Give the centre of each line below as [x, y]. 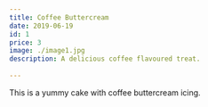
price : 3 [25, 42]
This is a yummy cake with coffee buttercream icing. [105, 92]
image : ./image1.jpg [48, 51]
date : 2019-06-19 [41, 26]
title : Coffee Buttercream [59, 17]
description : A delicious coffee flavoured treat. [105, 59]
